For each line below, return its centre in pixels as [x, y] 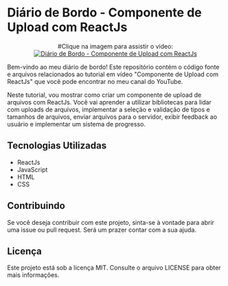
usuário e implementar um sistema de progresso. [77, 124]
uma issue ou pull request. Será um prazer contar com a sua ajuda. [102, 230]
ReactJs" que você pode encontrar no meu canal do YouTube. [95, 81]
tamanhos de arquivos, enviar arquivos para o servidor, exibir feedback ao [112, 117]
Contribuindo [36, 206]
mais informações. [33, 275]
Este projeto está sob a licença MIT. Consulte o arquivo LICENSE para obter [114, 268]
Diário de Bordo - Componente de [104, 13]
